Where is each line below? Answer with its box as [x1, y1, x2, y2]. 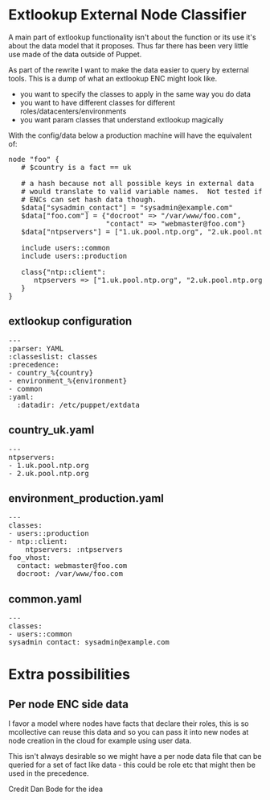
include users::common [21, 243, 111, 252]
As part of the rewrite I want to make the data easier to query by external [8, 64, 249, 74]
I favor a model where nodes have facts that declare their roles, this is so [8, 719, 249, 728]
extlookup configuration [8, 314, 133, 328]
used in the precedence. [8, 769, 90, 778]
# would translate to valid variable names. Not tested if [21, 187, 263, 196]
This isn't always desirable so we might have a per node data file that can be [8, 752, 262, 761]
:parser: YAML [8, 344, 64, 353]
